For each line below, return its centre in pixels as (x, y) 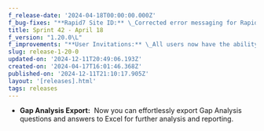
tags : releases (33, 88)
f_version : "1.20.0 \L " (45, 37)
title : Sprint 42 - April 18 (56, 30)
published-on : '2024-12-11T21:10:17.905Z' (79, 74)
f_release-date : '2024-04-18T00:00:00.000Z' (82, 15)
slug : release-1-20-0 (44, 52)
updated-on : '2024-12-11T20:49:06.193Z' (75, 60)
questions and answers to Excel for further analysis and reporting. (126, 119)
